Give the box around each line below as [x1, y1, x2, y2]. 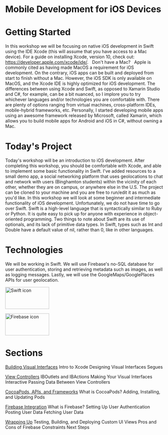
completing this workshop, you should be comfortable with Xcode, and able [5, 163, 162, 169]
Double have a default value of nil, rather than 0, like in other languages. [5, 227, 154, 233]
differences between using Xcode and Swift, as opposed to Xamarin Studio [5, 86, 160, 92]
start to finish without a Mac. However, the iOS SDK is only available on [5, 75, 152, 81]
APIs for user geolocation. [5, 277, 59, 283]
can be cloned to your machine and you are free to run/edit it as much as [5, 189, 156, 195]
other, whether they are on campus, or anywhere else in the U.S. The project [5, 184, 163, 190]
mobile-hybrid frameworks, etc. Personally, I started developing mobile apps [5, 107, 163, 114]
